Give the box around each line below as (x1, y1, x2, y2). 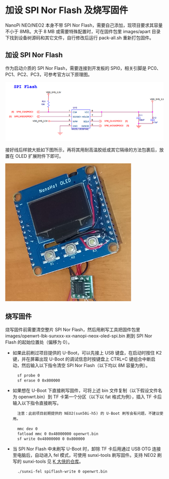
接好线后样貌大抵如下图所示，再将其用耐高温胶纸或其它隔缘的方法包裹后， (5, 147, 159, 153)
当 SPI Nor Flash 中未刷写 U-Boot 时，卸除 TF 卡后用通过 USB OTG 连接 (12, 445, 161, 452)
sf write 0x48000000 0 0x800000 (17, 436, 85, 441)
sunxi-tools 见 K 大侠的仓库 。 (22, 458, 84, 464)
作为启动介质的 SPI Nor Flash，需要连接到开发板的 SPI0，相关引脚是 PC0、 (5, 65, 161, 71)
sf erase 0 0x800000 (17, 378, 60, 383)
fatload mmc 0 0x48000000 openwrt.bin (17, 431, 99, 436)
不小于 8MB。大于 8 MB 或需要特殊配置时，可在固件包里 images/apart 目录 (5, 28, 161, 34)
